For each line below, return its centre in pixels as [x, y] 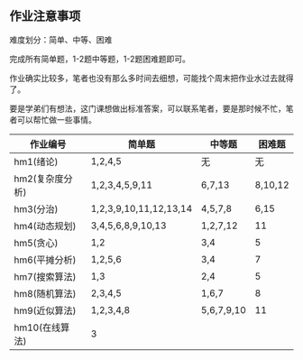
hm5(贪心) [36, 243]
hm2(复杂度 [39, 179]
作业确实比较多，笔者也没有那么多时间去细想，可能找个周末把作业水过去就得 [151, 78]
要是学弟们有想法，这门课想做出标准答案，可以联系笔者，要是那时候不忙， [147, 108]
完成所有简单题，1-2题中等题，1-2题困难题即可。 [100, 59]
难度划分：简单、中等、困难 [61, 40]
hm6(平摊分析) [45, 260]
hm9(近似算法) [45, 310]
